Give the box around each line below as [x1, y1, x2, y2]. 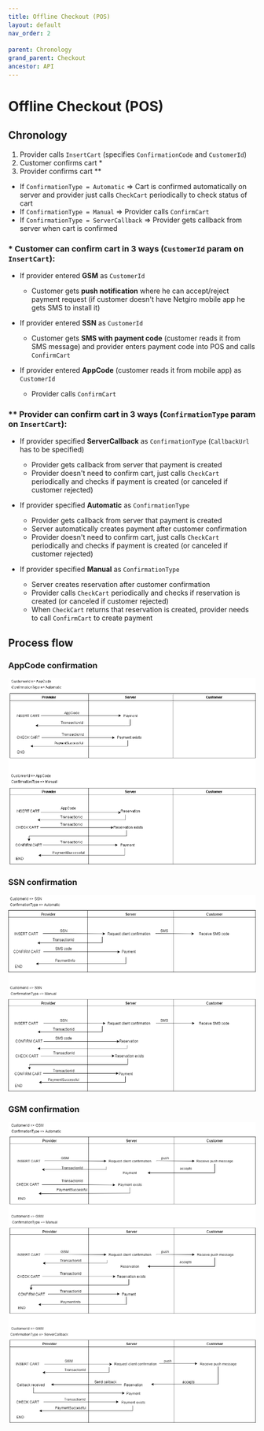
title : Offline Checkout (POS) [8, 13, 111, 20]
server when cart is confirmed [19, 223, 118, 232]
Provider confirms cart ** [19, 166, 102, 176]
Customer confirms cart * [19, 158, 103, 167]
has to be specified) [19, 445, 85, 455]
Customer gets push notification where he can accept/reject [31, 286, 229, 295]
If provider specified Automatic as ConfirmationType [19, 500, 190, 510]
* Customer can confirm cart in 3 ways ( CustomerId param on [8, 243, 244, 254]
